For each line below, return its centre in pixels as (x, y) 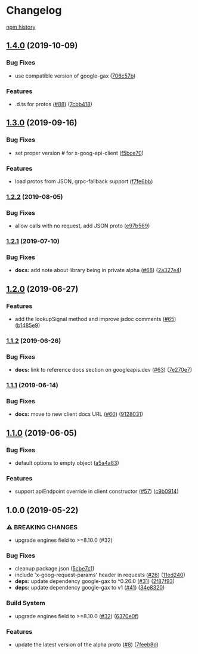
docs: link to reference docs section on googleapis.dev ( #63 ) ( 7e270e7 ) (103, 370)
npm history (21, 27)
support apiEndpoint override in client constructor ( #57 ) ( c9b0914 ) (97, 491)
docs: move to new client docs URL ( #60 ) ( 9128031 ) (79, 414)
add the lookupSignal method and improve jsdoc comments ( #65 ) (95, 319)
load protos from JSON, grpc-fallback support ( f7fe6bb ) (84, 181)
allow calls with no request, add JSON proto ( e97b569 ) (82, 226)
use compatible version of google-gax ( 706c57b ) (75, 76)
